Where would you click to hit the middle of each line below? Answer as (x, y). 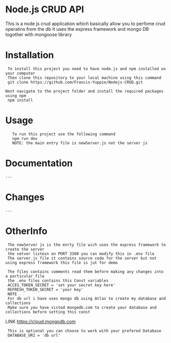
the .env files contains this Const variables (58, 281)
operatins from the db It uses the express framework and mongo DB (77, 29)
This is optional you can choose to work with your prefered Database (84, 331)
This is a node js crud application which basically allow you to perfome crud (85, 24)
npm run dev (25, 138)
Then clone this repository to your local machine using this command (84, 78)
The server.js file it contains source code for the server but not (82, 258)
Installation (30, 55)
